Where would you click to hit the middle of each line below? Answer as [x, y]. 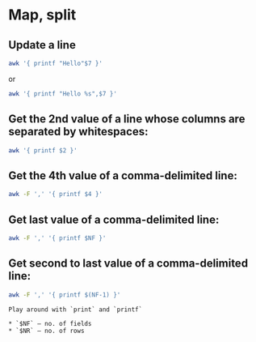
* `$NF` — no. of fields [50, 323]
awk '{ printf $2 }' [43, 150]
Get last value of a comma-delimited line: [114, 219]
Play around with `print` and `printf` [76, 310]
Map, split [42, 15]
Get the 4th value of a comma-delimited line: [123, 175]
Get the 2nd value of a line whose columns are [127, 119]
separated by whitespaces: [78, 132]
